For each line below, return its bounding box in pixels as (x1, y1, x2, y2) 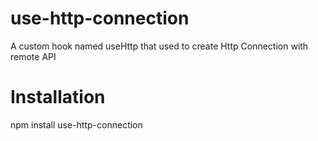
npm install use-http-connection (10, 118, 143, 131)
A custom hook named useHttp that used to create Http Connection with (10, 40, 309, 52)
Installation (10, 86, 106, 109)
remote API (10, 50, 57, 62)
